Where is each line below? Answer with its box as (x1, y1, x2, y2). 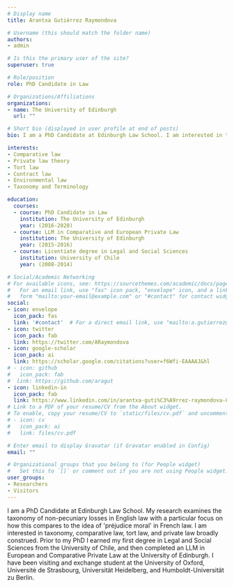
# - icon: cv (7, 416, 45, 423)
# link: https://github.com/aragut (7, 377, 114, 384)
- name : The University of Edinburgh (7, 106, 117, 113)
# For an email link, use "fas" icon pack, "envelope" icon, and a (7, 287, 214, 293)
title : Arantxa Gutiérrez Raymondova (7, 17, 117, 24)
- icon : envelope (7, 306, 58, 313)
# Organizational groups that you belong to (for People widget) (7, 461, 201, 468)
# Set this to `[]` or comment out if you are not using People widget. (7, 468, 229, 475)
